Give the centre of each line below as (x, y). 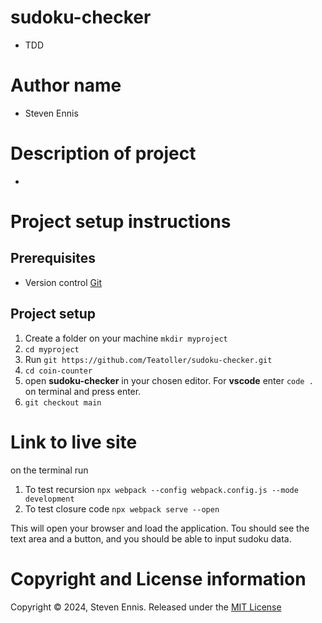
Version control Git (63, 282)
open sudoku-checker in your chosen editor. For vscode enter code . (169, 380)
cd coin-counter (58, 371)
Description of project (103, 153)
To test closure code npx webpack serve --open (122, 508)
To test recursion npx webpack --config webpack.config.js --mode (161, 489)
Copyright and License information (158, 578)
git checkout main (63, 402)
